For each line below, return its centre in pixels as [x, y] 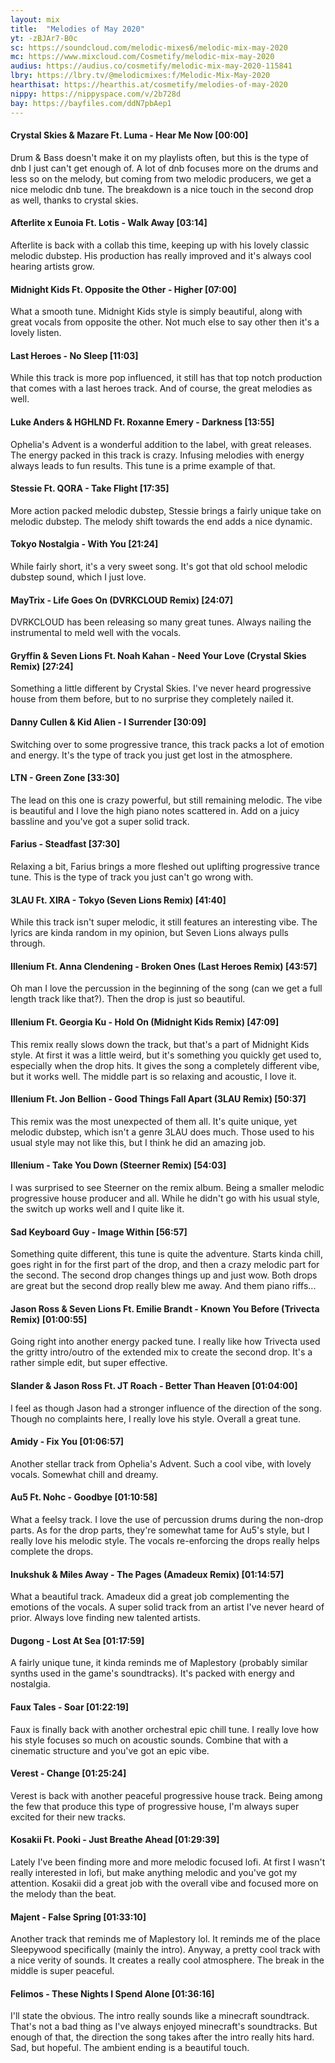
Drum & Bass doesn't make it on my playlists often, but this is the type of [160, 157]
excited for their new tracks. [68, 1817]
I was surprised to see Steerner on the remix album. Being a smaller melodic [167, 1187]
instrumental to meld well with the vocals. [96, 633]
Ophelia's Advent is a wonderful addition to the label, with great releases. [161, 444]
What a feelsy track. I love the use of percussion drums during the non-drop [167, 1519]
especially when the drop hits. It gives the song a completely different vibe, [165, 1065]
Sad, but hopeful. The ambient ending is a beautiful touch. [130, 2048]
